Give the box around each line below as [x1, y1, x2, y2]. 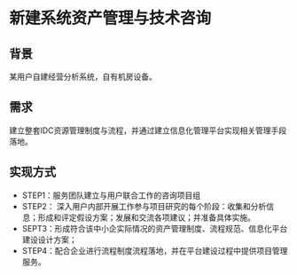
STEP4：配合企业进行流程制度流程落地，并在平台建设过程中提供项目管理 [21, 245, 288, 255]
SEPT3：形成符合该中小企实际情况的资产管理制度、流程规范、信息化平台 [21, 223, 288, 233]
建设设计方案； [21, 234, 77, 245]
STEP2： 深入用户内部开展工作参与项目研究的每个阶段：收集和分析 [21, 200, 267, 211]
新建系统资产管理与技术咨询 [9, 8, 212, 28]
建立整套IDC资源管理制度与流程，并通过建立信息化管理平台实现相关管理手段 [9, 125, 287, 136]
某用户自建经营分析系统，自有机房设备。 [9, 72, 157, 82]
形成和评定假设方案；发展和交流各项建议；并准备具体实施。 [37, 212, 255, 223]
